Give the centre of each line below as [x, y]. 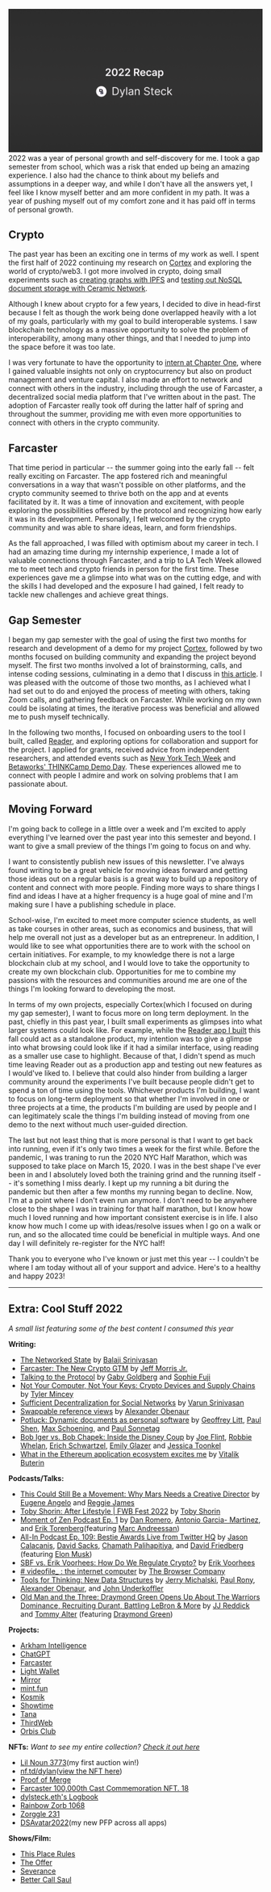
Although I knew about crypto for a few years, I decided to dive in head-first [134, 304]
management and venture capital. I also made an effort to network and [125, 380]
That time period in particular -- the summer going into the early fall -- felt [131, 468]
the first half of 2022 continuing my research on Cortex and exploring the [130, 262]
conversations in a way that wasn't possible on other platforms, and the [127, 485]
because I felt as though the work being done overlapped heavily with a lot [132, 313]
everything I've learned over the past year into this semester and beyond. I [132, 837]
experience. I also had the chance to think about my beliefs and [114, 175]
